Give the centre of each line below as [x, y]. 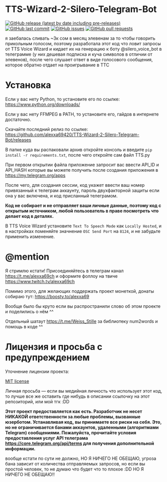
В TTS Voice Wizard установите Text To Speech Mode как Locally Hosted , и [83, 226]
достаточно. [18, 119]
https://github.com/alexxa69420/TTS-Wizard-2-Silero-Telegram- [72, 135]
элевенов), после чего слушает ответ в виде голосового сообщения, [79, 59]
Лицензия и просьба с [54, 347]
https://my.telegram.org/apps [35, 175]
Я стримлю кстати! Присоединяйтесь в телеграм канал [64, 271]
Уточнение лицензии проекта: [37, 371]
